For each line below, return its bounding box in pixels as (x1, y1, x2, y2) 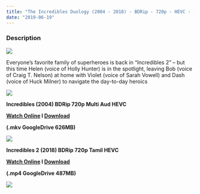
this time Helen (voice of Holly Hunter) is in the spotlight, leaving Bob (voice (6, 65, 193, 72)
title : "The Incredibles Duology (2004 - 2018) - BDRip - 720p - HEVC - (6, 8, 191, 15)
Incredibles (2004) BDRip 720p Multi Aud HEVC (6, 100, 127, 107)
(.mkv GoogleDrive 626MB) (6, 124, 76, 131)
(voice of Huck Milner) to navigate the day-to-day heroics (6, 78, 148, 85)
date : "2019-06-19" (6, 14, 55, 20)
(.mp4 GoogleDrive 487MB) (6, 170, 76, 177)
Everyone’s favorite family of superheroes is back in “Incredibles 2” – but (6, 58, 185, 66)
